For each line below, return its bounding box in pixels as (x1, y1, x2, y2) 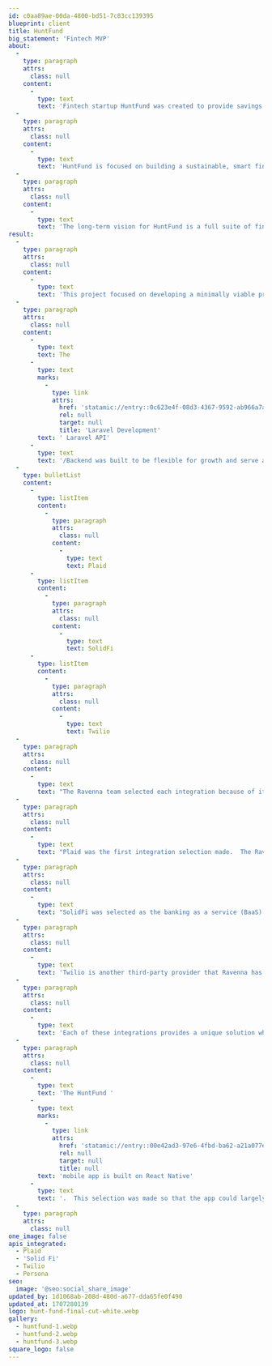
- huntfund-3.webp (15, 1338, 79, 1346)
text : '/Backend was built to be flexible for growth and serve (37, 456, 259, 464)
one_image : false (8, 1232, 67, 1240)
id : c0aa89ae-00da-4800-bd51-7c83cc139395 (8, 11, 154, 20)
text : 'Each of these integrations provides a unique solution (37, 1029, 255, 1037)
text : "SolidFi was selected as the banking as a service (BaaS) (37, 908, 263, 916)
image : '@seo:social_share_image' (15, 1285, 132, 1293)
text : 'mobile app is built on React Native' (37, 1172, 194, 1180)
